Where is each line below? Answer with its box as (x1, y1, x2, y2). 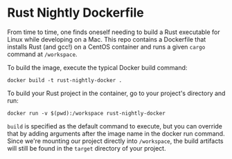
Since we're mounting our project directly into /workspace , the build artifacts (7, 137, 224, 145)
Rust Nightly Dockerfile (7, 5, 144, 21)
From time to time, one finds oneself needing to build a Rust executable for (7, 28, 220, 36)
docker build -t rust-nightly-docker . (7, 76, 123, 84)
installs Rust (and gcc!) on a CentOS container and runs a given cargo (7, 42, 206, 51)
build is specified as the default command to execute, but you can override (7, 122, 223, 130)
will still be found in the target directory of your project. (7, 144, 166, 152)
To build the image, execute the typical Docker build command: (7, 63, 188, 72)
